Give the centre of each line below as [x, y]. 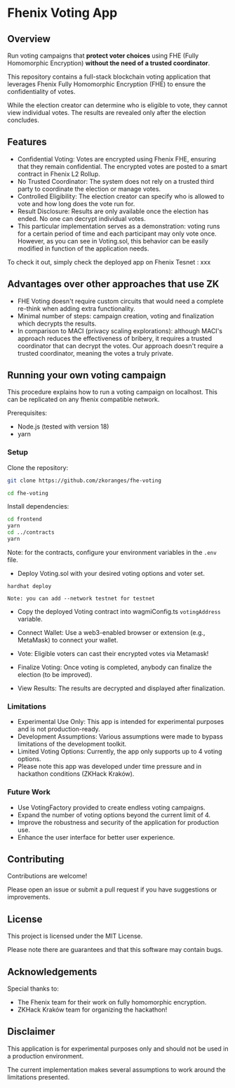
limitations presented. [39, 1077]
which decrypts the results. [57, 323]
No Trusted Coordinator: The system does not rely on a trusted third [116, 181]
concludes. [23, 120]
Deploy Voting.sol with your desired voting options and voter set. [111, 573]
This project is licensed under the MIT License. [75, 936]
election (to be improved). [55, 674]
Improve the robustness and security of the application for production [118, 822]
